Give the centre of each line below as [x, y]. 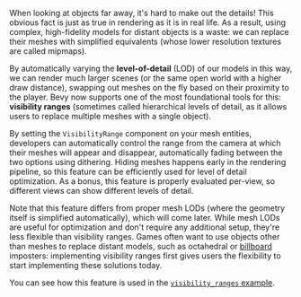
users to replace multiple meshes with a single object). [110, 116]
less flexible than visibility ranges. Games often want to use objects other [145, 236]
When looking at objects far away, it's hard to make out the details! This [142, 13]
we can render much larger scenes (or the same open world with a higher [146, 78]
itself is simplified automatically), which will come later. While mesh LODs [145, 218]
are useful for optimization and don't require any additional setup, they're [145, 227]
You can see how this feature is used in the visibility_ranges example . [142, 283]
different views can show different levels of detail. [102, 191]
